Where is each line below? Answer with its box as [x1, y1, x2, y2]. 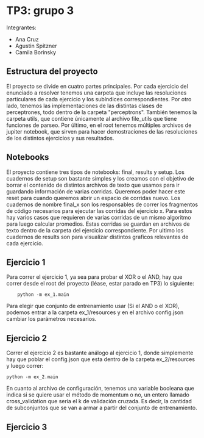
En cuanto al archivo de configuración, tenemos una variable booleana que [6, 385, 195, 392]
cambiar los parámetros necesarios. [6, 315, 97, 323]
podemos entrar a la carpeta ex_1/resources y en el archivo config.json [6, 309, 184, 316]
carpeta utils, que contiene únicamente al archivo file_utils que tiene [6, 115, 177, 122]
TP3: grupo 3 [6, 4, 74, 18]
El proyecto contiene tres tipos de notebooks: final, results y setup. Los [6, 168, 185, 176]
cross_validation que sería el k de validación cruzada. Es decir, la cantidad [6, 398, 192, 405]
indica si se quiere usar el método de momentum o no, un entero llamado [6, 391, 190, 398]
